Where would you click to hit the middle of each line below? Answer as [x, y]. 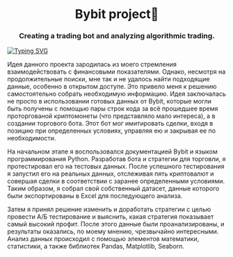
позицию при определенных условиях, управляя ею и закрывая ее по [112, 131]
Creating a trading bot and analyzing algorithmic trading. [117, 36]
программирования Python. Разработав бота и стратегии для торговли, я [116, 159]
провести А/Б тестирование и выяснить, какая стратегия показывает [111, 217]
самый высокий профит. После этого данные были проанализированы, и [116, 224]
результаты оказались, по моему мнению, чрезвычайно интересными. [113, 231]
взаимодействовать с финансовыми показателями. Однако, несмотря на [116, 72]
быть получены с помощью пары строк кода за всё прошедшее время [113, 109]
